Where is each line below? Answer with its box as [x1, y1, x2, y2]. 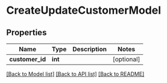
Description [72, 45, 107, 53]
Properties [6, 27, 47, 38]
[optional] [112, 55, 140, 63]
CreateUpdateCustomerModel [6, 4, 162, 17]
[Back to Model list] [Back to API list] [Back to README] [6, 70, 145, 78]
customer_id [9, 55, 46, 63]
